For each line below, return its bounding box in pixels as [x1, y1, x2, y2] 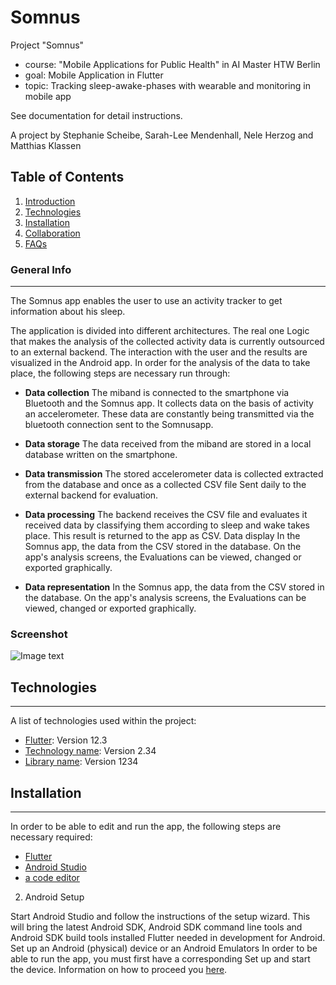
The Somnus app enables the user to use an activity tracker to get [10, 295, 283, 307]
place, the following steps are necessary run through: [10, 367, 231, 380]
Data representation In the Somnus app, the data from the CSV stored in [24, 581, 325, 593]
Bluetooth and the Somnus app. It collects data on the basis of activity [24, 397, 314, 410]
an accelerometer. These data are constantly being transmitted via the [24, 408, 315, 420]
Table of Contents [10, 169, 125, 186]
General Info [10, 262, 72, 276]
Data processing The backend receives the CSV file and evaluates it [24, 509, 308, 521]
